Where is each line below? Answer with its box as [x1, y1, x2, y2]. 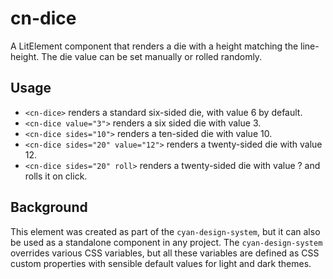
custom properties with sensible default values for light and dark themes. [10, 257, 312, 269]
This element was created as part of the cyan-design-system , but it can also [10, 225, 321, 237]
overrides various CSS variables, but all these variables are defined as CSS [10, 247, 320, 259]
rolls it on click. [24, 170, 88, 182]
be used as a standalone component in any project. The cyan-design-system [10, 236, 323, 248]
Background [10, 199, 88, 216]
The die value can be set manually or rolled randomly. [41, 50, 263, 62]
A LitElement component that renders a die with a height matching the [10, 40, 299, 52]
